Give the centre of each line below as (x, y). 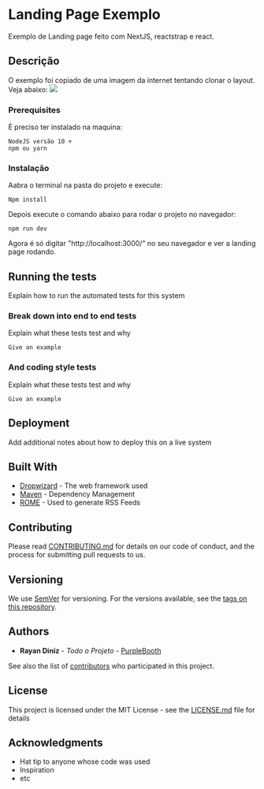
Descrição (34, 61)
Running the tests (52, 276)
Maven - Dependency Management (77, 494)
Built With (33, 467)
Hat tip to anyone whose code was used (85, 761)
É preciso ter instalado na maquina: (65, 127)
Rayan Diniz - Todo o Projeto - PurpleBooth (90, 650)
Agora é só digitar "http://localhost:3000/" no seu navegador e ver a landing (132, 244)
